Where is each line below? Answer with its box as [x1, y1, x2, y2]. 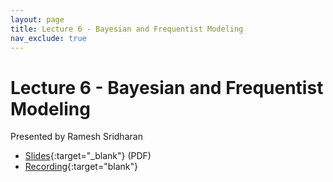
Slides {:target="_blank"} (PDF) [24, 150, 152, 162]
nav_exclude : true [10, 33, 87, 43]
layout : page [10, 14, 65, 25]
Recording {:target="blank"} [24, 161, 138, 173]
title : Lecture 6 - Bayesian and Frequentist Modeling [10, 24, 244, 34]
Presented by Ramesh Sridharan [10, 131, 143, 143]
